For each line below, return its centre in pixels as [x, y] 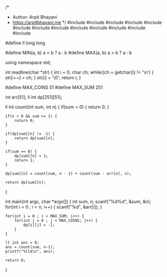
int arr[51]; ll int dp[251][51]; [34, 97]
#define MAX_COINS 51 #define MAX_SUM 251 [54, 87]
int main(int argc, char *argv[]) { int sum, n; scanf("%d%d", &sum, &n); [78, 202]
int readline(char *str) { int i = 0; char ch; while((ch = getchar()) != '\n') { [80, 72]
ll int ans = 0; [22, 243]
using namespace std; [28, 62]
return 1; [25, 160]
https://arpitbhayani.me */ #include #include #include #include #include [87, 22]
